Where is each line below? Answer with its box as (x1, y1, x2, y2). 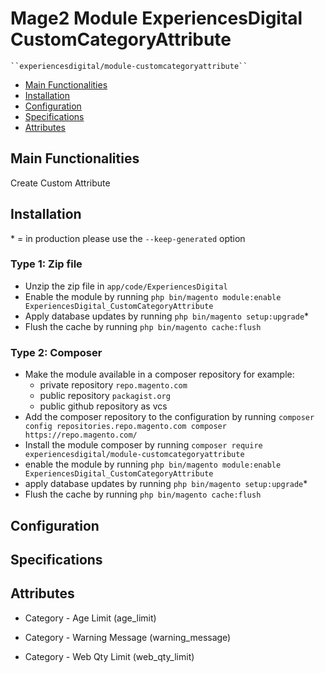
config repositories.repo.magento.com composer (24, 422, 227, 432)
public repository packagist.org (39, 390, 171, 402)
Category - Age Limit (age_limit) (24, 612, 157, 624)
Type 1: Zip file (10, 257, 83, 271)
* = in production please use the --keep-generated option (10, 232, 246, 244)
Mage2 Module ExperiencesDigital (10, 7, 303, 30)
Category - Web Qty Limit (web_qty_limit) (24, 650, 195, 662)
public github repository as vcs (39, 400, 168, 412)
